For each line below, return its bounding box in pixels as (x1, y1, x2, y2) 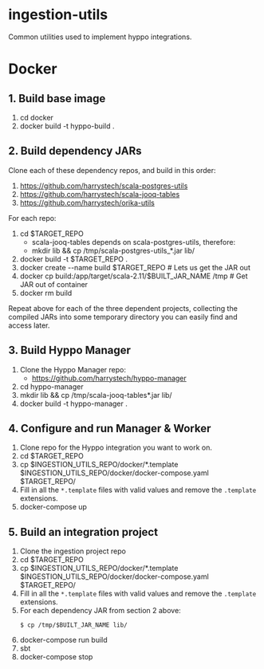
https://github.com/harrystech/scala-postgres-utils (19, 181, 188, 191)
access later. (8, 321, 50, 330)
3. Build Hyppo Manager (8, 344, 132, 357)
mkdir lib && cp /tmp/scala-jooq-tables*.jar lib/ (19, 390, 173, 399)
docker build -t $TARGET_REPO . (19, 254, 128, 264)
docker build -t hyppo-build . (19, 121, 115, 131)
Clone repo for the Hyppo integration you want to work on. (19, 443, 213, 452)
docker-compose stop (19, 652, 93, 662)
